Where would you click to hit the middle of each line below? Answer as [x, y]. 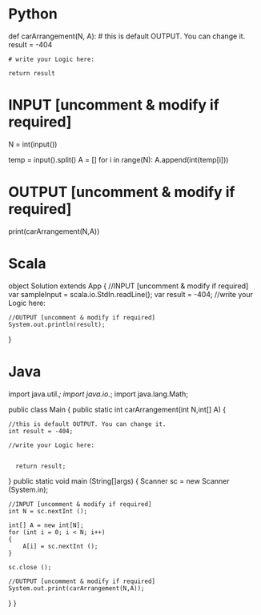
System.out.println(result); [57, 324]
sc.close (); [30, 567]
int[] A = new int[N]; [46, 525]
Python [33, 14]
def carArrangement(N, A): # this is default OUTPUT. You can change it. [127, 36]
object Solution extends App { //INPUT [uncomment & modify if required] [128, 286]
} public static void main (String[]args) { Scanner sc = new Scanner [119, 480]
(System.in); [28, 489]
